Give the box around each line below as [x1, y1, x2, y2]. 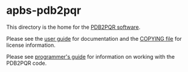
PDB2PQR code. [6, 59, 47, 67]
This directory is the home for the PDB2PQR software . [6, 23, 141, 31]
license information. [6, 41, 56, 49]
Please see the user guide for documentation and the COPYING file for [6, 35, 183, 42]
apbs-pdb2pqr [6, 4, 82, 17]
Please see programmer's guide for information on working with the [6, 53, 175, 60]
